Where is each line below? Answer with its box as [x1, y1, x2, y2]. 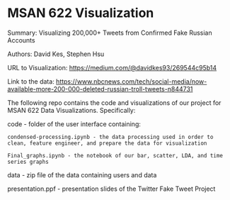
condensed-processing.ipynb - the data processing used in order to [7, 133, 214, 140]
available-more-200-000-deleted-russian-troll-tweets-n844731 [7, 84, 193, 93]
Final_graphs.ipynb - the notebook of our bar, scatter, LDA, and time [7, 152, 223, 159]
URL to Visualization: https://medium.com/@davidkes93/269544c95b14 [7, 63, 217, 72]
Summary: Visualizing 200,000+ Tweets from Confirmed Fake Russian [7, 28, 212, 37]
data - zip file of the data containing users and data [7, 170, 157, 179]
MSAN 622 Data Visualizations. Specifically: [7, 106, 136, 114]
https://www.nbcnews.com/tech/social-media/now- [55, 77, 207, 86]
